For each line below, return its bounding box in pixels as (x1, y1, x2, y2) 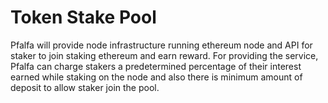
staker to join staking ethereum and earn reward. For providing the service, (10, 49, 319, 61)
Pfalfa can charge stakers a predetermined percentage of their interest (10, 60, 302, 72)
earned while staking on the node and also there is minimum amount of (10, 71, 303, 83)
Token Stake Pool (10, 6, 157, 29)
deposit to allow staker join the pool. (10, 81, 160, 93)
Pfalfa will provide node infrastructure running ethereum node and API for (10, 39, 313, 51)
